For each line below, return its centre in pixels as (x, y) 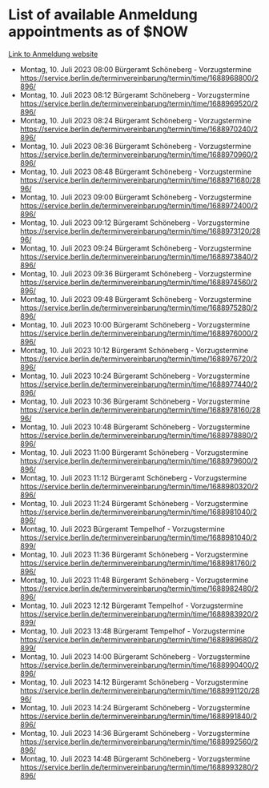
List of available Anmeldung (103, 15)
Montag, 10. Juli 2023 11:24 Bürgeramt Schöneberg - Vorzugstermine (134, 503)
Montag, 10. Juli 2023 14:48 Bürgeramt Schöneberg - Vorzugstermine (135, 758)
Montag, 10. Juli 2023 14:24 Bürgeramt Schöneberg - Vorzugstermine (135, 707)
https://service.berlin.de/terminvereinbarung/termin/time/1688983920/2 (139, 613)
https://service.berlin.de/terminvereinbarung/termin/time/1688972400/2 (139, 205)
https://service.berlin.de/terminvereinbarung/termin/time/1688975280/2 (139, 308)
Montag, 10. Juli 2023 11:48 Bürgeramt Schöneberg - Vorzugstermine (134, 580)
